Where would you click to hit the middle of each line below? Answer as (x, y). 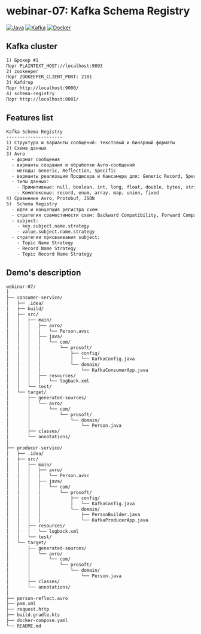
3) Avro (16, 154)
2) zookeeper (22, 71)
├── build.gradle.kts (33, 615)
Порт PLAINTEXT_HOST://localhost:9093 (54, 66)
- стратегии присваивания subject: (56, 238)
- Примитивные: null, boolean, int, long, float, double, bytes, (100, 187)
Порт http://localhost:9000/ (42, 88)
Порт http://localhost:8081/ (42, 99)
